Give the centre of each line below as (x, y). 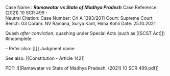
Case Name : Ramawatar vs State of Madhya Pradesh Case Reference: (82, 7)
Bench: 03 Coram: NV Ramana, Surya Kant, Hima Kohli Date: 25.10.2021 (80, 23)
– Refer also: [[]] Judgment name (40, 48)
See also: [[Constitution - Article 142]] (45, 58)
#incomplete (18, 39)
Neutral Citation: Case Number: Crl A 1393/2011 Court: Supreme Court (79, 18)
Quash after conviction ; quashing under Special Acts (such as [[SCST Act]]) (85, 33)
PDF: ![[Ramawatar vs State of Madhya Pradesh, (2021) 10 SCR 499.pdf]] (82, 68)
